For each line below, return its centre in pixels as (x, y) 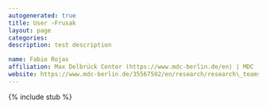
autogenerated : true (43, 15)
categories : (28, 38)
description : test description (60, 45)
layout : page (30, 30)
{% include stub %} (41, 97)
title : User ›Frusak (43, 23)
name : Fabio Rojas (39, 60)
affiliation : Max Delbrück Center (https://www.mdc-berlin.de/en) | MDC (131, 67)
